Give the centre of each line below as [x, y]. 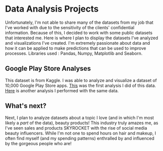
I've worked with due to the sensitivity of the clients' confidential [70, 27]
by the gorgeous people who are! [38, 143]
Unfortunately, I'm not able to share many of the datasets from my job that [79, 22]
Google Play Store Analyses [48, 69]
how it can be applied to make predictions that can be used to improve [76, 48]
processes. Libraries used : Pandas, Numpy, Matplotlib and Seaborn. [74, 53]
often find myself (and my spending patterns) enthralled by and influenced [80, 138]
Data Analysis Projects [52, 9]
